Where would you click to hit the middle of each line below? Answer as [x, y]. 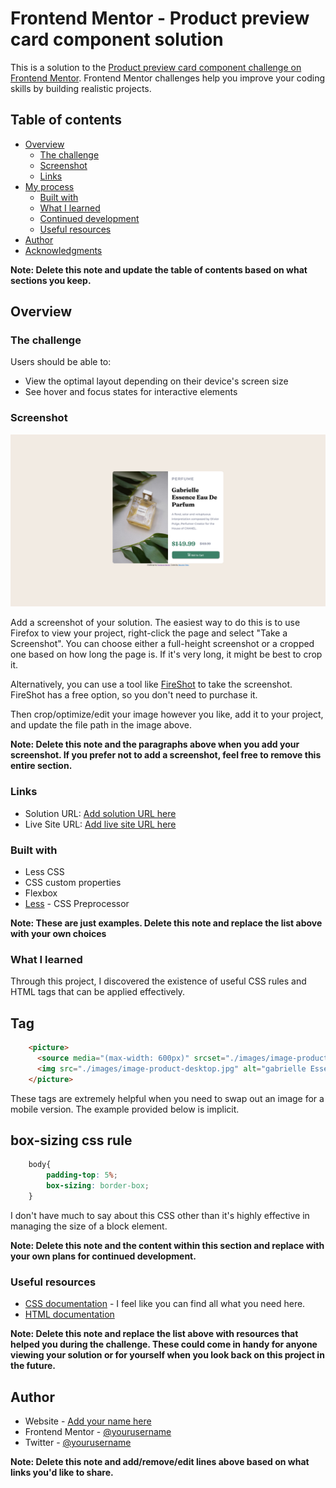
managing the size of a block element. [89, 1226]
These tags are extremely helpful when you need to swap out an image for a [167, 1098]
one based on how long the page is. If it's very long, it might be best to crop [166, 654]
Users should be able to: [61, 362]
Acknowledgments [63, 250]
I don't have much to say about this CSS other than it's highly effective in [160, 1215]
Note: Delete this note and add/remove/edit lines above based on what [160, 1461]
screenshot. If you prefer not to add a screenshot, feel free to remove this [166, 755]
